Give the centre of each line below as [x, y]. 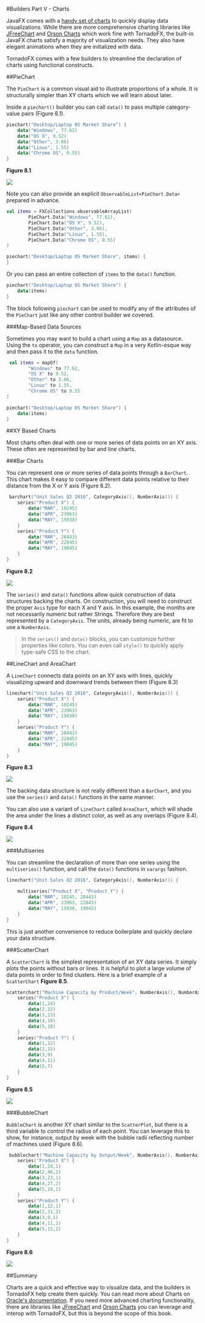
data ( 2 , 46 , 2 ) [45, 1172]
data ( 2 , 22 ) [42, 1009]
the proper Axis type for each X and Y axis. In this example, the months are [101, 607]
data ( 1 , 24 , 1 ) [45, 1166]
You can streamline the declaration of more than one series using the [93, 863]
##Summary [22, 1275]
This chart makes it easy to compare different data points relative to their [98, 479]
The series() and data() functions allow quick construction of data [91, 594]
